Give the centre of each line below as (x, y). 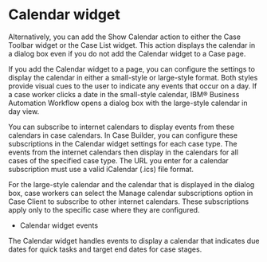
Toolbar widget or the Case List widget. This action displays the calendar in (132, 45)
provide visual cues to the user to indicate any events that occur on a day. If (133, 86)
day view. (24, 111)
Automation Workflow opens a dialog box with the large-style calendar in (128, 103)
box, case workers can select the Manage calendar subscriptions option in (131, 193)
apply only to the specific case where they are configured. (104, 209)
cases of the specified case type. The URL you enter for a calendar (118, 160)
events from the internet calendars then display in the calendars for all (124, 152)
